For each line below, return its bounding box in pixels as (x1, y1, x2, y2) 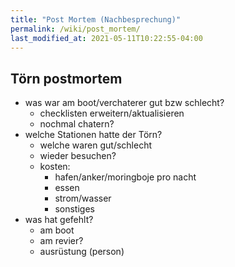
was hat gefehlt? (24, 214, 94, 226)
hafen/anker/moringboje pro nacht (54, 171, 197, 183)
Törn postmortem (10, 70, 123, 87)
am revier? (39, 235, 84, 247)
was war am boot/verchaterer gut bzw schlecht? (24, 97, 225, 109)
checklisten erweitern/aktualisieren (39, 107, 185, 120)
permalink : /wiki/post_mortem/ (10, 24, 141, 34)
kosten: (39, 161, 71, 173)
